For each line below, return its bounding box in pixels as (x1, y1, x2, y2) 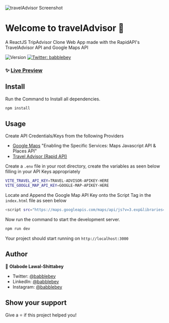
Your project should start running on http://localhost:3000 (5, 235, 129, 241)
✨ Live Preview (5, 67, 43, 74)
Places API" (12, 148, 37, 154)
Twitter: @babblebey (12, 273, 56, 279)
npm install (5, 105, 30, 111)
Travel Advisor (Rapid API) (12, 153, 67, 159)
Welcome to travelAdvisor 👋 (5, 23, 124, 34)
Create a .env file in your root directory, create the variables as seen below (5, 163, 160, 169)
